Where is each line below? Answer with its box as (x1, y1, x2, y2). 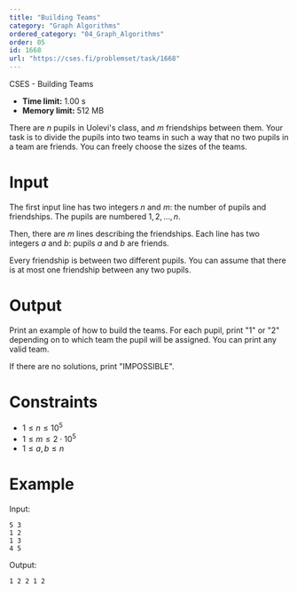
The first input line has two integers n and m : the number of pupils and (9, 202, 267, 212)
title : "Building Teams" (9, 12, 101, 22)
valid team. (9, 344, 50, 354)
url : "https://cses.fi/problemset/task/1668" (9, 54, 180, 63)
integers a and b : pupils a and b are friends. (9, 237, 170, 249)
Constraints (9, 392, 98, 413)
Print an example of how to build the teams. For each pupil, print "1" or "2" (9, 325, 280, 336)
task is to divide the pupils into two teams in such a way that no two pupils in (9, 132, 289, 142)
